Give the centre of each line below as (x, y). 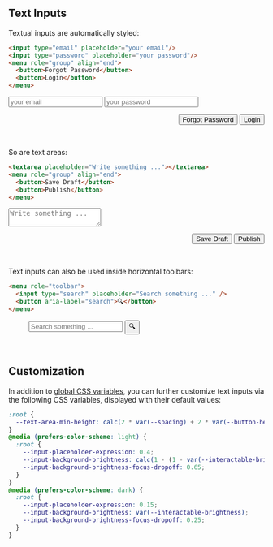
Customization (47, 371)
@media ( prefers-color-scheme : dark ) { (76, 490)
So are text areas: (38, 153)
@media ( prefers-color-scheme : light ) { (78, 437)
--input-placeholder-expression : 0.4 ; (89, 452)
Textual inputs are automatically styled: (74, 32)
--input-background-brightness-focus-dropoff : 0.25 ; (114, 520)
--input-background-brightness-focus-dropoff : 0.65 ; (114, 467)
